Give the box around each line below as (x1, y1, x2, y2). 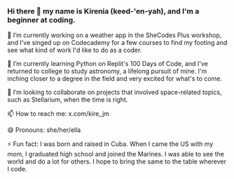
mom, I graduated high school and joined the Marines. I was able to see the (7, 150, 224, 159)
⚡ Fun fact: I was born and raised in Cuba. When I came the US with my (7, 140, 214, 148)
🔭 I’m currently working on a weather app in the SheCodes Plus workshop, (7, 31, 222, 39)
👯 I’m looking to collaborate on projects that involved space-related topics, (7, 88, 222, 97)
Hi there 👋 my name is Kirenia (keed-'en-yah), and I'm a (7, 6, 200, 16)
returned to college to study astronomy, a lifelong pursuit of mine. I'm (7, 67, 207, 76)
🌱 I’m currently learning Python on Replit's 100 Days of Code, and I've (7, 60, 208, 68)
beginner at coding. (7, 15, 76, 25)
